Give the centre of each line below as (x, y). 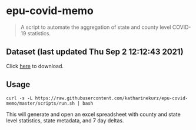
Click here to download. (35, 66)
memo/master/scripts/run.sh (41, 103)
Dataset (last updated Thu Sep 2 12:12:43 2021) (95, 52)
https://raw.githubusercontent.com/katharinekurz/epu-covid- (112, 98)
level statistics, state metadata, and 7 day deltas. (65, 120)
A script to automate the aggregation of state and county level (96, 27)
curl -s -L (19, 98)
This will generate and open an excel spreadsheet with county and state (93, 114)
